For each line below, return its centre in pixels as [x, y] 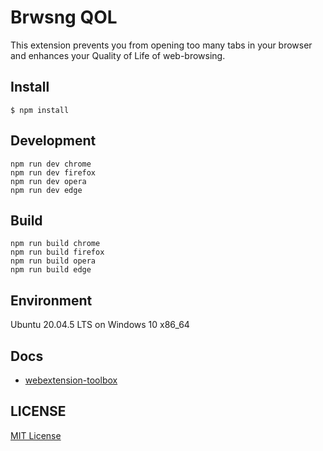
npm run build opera [53, 261]
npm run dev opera [48, 181]
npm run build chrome [55, 244]
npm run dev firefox [53, 172]
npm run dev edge [46, 190]
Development [53, 141]
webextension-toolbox [71, 380]
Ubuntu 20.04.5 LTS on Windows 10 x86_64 [100, 325]
